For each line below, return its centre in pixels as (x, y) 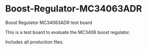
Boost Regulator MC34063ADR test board (49, 22)
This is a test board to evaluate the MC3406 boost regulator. (68, 32)
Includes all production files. (34, 42)
